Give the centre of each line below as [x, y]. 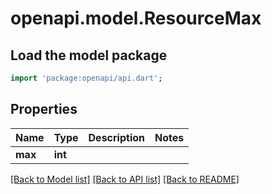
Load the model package [89, 55]
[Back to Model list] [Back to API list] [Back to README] [125, 179]
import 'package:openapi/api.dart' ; [86, 78]
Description [116, 137]
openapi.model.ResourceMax [136, 18]
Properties [44, 109]
